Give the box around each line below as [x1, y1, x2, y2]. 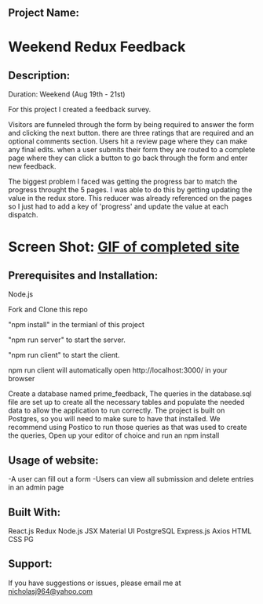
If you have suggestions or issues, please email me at [8, 578, 182, 588]
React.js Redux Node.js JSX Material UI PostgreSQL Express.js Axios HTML [8, 526, 252, 536]
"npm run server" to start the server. [8, 335, 126, 344]
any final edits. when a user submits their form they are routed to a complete [8, 145, 256, 155]
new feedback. [8, 162, 57, 171]
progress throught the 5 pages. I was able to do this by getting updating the [8, 185, 253, 195]
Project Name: [8, 6, 80, 20]
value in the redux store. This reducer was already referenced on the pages [8, 194, 253, 203]
